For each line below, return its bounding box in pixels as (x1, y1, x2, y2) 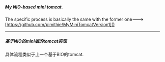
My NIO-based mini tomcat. (5, 4, 63, 10)
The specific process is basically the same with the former (5, 16, 124, 22)
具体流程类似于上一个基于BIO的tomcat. (5, 51, 84, 57)
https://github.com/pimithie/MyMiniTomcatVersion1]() (6, 21, 115, 27)
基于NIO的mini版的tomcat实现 (5, 38, 67, 44)
